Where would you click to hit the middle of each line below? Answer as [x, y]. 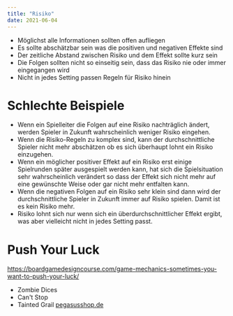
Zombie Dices [37, 290]
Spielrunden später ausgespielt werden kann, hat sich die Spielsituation [120, 169]
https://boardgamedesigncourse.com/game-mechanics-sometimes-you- [112, 269]
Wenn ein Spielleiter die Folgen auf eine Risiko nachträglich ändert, [113, 125]
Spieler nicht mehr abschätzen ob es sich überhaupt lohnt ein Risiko [115, 147]
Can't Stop [33, 297]
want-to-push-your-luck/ [43, 276]
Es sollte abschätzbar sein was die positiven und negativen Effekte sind [120, 48]
